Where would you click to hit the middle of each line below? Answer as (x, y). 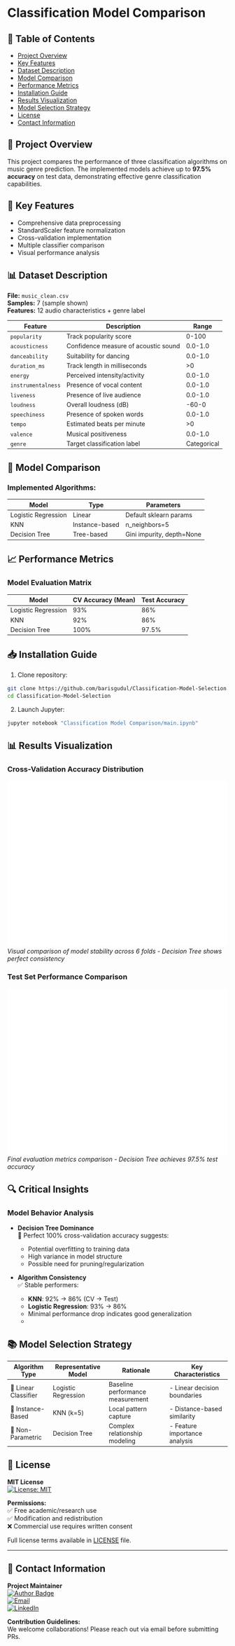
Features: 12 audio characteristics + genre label (76, 310)
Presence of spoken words (105, 414)
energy (20, 376)
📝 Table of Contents (51, 39)
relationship (126, 1434)
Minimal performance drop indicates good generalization (110, 1314)
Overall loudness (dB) (98, 404)
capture (120, 1416)
